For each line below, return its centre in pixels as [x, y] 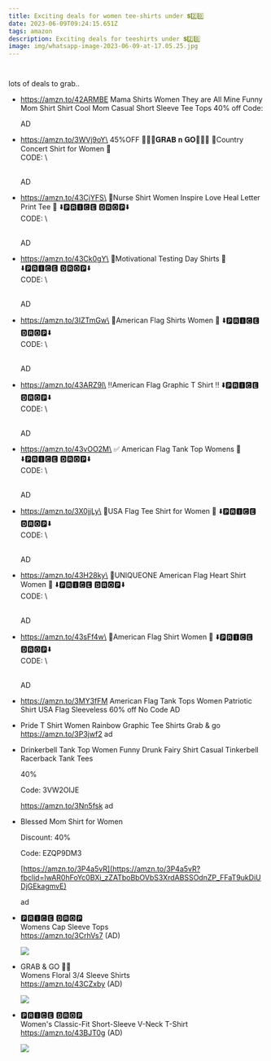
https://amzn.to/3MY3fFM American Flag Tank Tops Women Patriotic [136, 701]
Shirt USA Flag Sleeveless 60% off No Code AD [100, 710]
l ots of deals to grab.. [44, 84]
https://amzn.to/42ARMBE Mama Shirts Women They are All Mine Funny [141, 99]
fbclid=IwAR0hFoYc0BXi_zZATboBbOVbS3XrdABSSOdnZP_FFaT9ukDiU [141, 878]
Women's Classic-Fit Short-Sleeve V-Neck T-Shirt [104, 1024]
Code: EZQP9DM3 [51, 853]
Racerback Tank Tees [57, 759]
